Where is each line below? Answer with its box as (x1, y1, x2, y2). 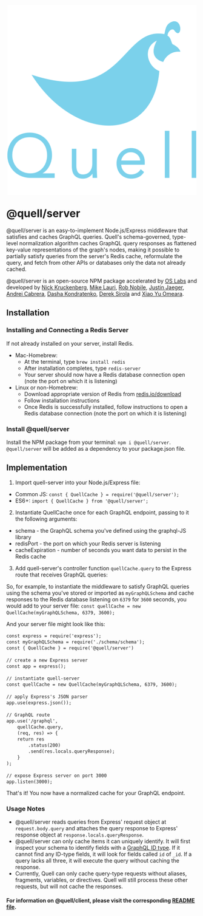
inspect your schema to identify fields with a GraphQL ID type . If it (15, 844, 181, 852)
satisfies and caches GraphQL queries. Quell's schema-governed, (6, 233, 171, 241)
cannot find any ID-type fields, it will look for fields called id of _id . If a (15, 850, 192, 858)
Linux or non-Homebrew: (15, 384, 78, 391)
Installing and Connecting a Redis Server (6, 326, 129, 335)
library (15, 533, 32, 541)
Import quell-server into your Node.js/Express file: (15, 479, 141, 486)
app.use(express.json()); (6, 700, 72, 706)
